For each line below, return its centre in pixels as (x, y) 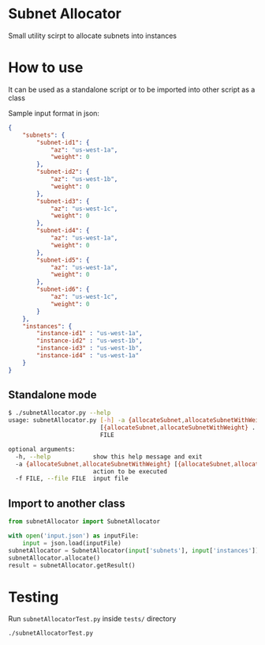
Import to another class (67, 503)
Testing (34, 597)
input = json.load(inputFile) (72, 543)
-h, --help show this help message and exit (109, 456)
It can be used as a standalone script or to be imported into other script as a (132, 89)
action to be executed (130, 471)
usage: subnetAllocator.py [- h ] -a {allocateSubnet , (97, 421)
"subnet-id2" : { (63, 172)
